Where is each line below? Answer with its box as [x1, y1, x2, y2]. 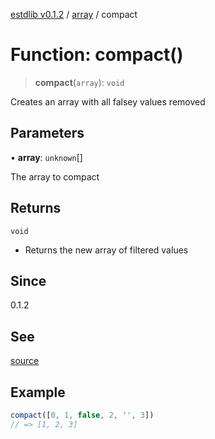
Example [10, 384, 66, 401]
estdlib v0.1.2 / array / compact [10, 9, 138, 20]
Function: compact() [10, 44, 184, 66]
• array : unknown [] [10, 151, 83, 163]
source [10, 355, 40, 367]
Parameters [10, 125, 85, 142]
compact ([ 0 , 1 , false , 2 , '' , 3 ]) [10, 410, 155, 420]
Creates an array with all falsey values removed [10, 95, 206, 108]
